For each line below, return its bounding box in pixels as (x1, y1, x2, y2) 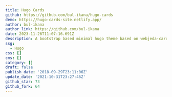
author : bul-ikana (5, 22, 45, 27)
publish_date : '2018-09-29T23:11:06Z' (5, 70, 88, 75)
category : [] (5, 60, 33, 65)
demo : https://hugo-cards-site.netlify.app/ (5, 17, 102, 22)
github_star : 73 (5, 79, 40, 84)
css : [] (5, 50, 22, 55)
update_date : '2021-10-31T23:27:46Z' (5, 74, 86, 80)
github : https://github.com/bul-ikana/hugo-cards (5, 12, 114, 17)
